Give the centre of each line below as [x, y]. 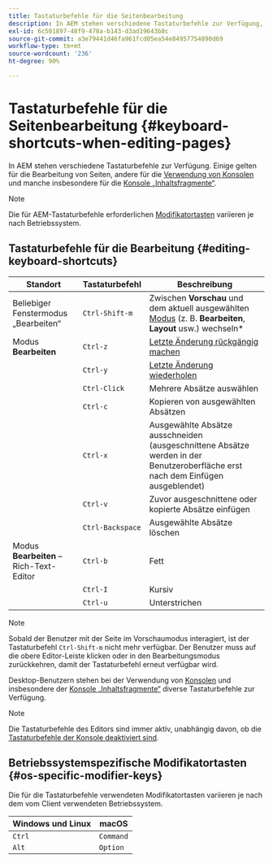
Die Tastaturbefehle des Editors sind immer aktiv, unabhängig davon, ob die [135, 729]
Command [113, 837]
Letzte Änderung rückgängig [204, 341]
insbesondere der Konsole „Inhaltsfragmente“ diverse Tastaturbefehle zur [132, 688]
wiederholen [173, 375]
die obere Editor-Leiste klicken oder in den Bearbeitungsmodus [115, 656]
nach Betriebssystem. [45, 223]
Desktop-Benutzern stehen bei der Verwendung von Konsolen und [120, 680]
